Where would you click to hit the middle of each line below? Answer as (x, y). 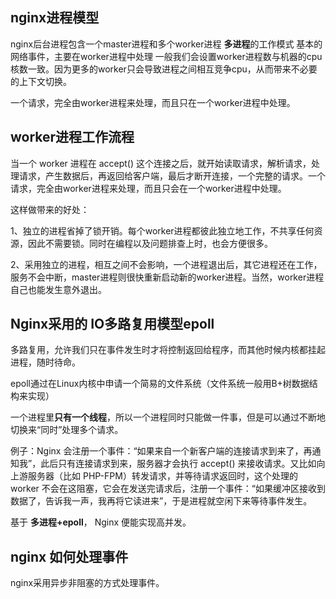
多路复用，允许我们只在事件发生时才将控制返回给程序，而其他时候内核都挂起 (168, 350)
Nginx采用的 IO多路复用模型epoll (112, 324)
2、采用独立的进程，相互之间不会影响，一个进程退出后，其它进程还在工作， (166, 264)
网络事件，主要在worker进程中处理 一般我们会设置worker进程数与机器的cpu (166, 56)
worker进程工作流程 (72, 137)
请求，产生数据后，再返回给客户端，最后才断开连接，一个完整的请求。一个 (172, 175)
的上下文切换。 (41, 81)
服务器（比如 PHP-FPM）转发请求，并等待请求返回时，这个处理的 (162, 476)
